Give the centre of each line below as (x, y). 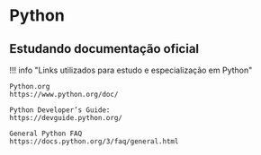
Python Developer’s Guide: (60, 110)
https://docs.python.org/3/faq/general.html (94, 142)
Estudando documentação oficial (104, 49)
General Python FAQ (46, 133)
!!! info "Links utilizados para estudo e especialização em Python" (131, 70)
